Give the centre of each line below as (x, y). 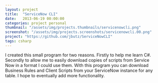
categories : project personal (36, 23)
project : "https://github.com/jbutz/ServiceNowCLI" (59, 37)
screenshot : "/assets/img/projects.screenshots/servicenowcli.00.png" (79, 32)
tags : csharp (18, 41)
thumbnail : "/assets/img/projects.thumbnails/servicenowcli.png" (73, 28)
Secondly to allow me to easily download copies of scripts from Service (77, 60)
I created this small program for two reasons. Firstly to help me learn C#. (78, 55)
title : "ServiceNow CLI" (31, 14)
